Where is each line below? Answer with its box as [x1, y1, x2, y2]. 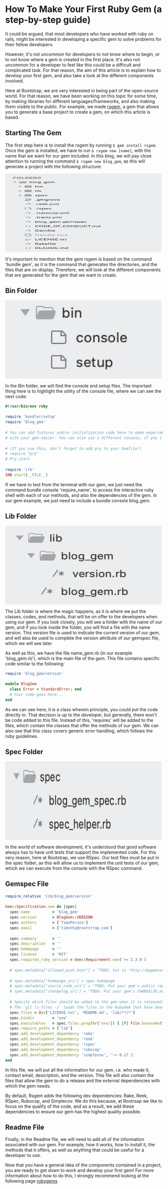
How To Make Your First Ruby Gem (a [5, 4, 162, 15]
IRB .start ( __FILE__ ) [5, 472, 48, 477]
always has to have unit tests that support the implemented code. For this [5, 849, 156, 855]
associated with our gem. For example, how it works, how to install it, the [5, 1142, 155, 1148]
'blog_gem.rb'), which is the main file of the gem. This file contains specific [5, 655, 160, 661]
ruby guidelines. [5, 733, 38, 739]
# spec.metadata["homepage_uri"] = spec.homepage [9, 978, 115, 983]
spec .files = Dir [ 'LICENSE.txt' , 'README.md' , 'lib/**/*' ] [9, 1010, 135, 1015]
